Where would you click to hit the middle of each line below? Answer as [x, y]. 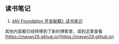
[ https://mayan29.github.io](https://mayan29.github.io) [59, 36]
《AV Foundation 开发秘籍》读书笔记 [47, 21]
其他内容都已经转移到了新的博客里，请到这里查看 [54, 31]
